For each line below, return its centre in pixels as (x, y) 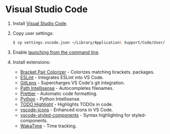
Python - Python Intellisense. (50, 99)
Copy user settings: (33, 33)
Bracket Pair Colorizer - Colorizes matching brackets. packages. (87, 72)
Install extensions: (31, 62)
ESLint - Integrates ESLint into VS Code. (62, 77)
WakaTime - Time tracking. (48, 126)
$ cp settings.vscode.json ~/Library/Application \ (67, 42)
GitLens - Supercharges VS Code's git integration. (73, 83)
